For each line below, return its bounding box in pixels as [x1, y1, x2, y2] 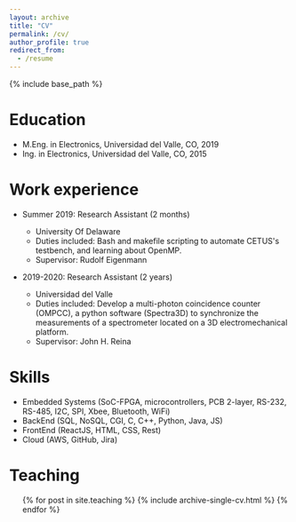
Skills [9, 368, 51, 387]
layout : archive [9, 12, 69, 22]
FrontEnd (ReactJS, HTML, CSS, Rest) [21, 424, 162, 435]
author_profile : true [9, 37, 90, 47]
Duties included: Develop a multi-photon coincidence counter [35, 298, 261, 309]
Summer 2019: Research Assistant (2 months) [21, 209, 190, 219]
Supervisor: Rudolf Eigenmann [35, 254, 148, 265]
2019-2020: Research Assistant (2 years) [21, 272, 173, 282]
